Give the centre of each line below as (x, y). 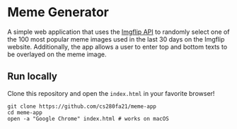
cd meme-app (25, 112)
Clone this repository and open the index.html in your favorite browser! (111, 93)
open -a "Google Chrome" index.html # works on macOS (88, 118)
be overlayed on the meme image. (57, 54)
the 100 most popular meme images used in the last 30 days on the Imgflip (116, 39)
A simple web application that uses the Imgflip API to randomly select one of (118, 32)
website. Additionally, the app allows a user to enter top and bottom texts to (117, 47)
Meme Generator (58, 12)
